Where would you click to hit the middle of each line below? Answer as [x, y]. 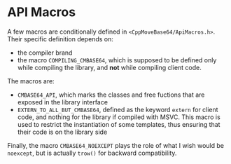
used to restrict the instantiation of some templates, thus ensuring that [119, 124]
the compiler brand [45, 53]
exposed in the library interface [63, 102]
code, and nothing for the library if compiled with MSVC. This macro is [119, 117]
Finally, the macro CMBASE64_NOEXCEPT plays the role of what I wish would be [115, 145]
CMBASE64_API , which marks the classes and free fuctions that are [111, 95]
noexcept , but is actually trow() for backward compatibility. [92, 153]
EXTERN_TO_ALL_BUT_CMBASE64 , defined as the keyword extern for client [118, 109]
